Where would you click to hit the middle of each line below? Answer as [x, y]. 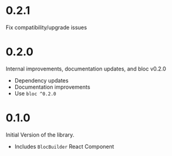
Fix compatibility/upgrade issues [46, 27]
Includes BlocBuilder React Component [64, 146]
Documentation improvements [52, 87]
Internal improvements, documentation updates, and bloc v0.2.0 [86, 69]
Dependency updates [41, 80]
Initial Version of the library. [40, 135]
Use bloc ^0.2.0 [35, 93]
